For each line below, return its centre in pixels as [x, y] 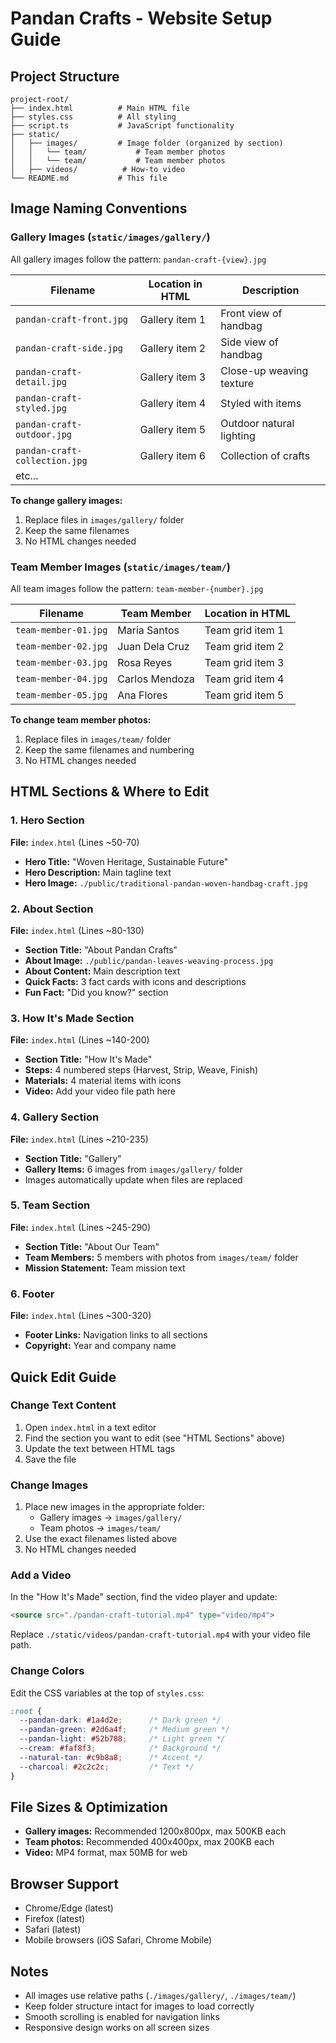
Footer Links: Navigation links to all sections [116, 1335]
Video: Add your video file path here [100, 1091]
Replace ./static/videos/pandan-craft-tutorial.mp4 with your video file [160, 1634]
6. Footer [32, 1294]
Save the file [50, 1459]
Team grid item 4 [244, 679]
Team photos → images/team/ [100, 1528]
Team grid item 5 [244, 695]
